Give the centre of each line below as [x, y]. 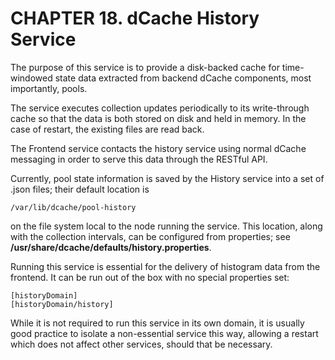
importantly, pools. [49, 88]
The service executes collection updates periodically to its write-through [160, 108]
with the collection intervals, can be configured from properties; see [150, 236]
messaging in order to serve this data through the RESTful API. [139, 159]
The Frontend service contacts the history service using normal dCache [158, 148]
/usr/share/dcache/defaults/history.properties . [111, 247]
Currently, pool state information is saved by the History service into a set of [167, 178]
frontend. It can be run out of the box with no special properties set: [150, 277]
